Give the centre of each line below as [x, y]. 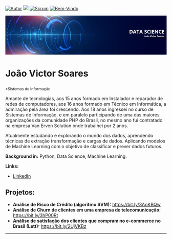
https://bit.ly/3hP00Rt [35, 216]
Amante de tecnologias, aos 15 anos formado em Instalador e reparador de [84, 99]
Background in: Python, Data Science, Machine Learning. [66, 156]
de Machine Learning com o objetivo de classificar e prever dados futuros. [84, 147]
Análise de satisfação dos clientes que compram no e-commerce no [87, 221]
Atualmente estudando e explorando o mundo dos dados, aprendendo [79, 136]
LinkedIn [22, 176]
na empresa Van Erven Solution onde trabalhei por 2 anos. [67, 126]
